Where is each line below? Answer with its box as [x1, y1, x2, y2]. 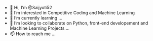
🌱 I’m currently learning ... [9, 15, 63, 20]
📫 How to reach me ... [9, 31, 56, 37]
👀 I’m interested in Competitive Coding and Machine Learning [9, 10, 135, 16]
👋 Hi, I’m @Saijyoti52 [9, 5, 52, 10]
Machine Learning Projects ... [9, 25, 70, 31]
